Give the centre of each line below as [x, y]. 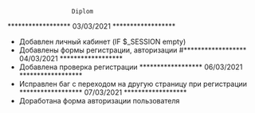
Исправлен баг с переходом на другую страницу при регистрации [133, 84]
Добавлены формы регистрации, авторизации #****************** [133, 50]
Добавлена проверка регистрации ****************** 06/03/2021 [131, 67]
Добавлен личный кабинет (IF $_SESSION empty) [102, 41]
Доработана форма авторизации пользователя [99, 101]
